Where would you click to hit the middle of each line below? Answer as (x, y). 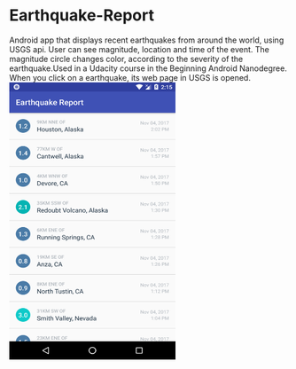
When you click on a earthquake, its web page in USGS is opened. (130, 77)
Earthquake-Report (82, 16)
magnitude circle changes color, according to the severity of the (126, 59)
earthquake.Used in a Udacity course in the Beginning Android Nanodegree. (148, 68)
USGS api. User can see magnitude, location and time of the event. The (140, 49)
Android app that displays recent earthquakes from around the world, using (147, 40)
